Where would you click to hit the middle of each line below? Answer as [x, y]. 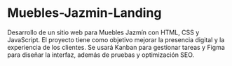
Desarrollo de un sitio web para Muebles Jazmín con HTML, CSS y [103, 32]
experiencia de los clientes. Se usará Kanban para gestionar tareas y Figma [116, 47]
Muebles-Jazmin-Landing [84, 13]
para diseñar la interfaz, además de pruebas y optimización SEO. [101, 55]
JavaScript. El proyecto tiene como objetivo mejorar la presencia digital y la [116, 39]
